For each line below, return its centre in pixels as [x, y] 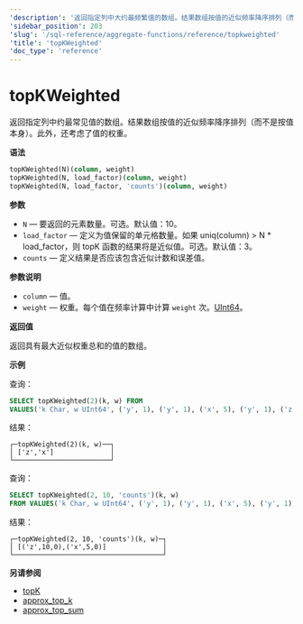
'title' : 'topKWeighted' [56, 43]
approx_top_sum [53, 610]
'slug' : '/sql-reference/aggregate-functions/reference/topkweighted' [145, 34]
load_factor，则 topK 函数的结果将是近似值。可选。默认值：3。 [139, 246]
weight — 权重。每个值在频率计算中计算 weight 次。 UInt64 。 [135, 307]
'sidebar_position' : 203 [56, 26]
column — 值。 [49, 296]
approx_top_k [47, 601]
